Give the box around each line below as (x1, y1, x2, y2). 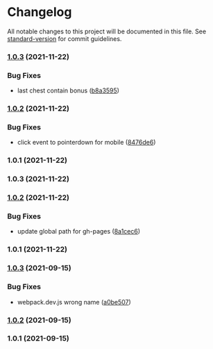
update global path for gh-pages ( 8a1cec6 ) (17, 227, 141, 236)
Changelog (7, 4, 72, 20)
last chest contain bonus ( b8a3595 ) (17, 86, 120, 95)
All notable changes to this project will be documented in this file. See (7, 27, 207, 35)
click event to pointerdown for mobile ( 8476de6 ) (17, 138, 156, 147)
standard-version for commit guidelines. (7, 34, 122, 42)
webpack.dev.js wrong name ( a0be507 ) (17, 298, 132, 306)
